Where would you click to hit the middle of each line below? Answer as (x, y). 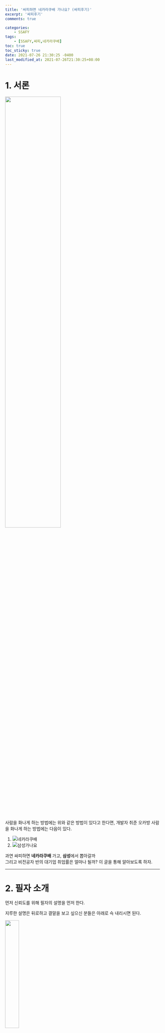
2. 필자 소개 (27, 888)
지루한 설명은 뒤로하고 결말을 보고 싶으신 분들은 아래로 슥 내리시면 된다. (73, 913)
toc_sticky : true (23, 50)
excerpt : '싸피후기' (24, 14)
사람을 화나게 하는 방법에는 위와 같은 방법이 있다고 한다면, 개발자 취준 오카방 (78, 823)
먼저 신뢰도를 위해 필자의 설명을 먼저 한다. (45, 903)
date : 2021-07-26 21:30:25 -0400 (39, 55)
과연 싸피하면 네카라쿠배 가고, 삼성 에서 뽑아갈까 (50, 856)
